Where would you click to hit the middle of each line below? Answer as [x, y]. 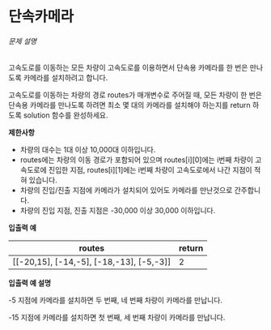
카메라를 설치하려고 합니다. [66, 78]
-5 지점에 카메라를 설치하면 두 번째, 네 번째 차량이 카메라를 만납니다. [115, 300]
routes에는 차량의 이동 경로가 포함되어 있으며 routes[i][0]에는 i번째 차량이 [136, 160]
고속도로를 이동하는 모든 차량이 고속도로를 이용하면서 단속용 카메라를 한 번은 [128, 68]
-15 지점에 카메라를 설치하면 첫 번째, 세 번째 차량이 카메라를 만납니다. [117, 318]
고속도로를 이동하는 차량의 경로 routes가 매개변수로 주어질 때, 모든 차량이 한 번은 [135, 95]
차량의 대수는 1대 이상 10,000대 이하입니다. [88, 150]
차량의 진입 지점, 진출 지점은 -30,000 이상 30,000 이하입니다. [118, 211]
